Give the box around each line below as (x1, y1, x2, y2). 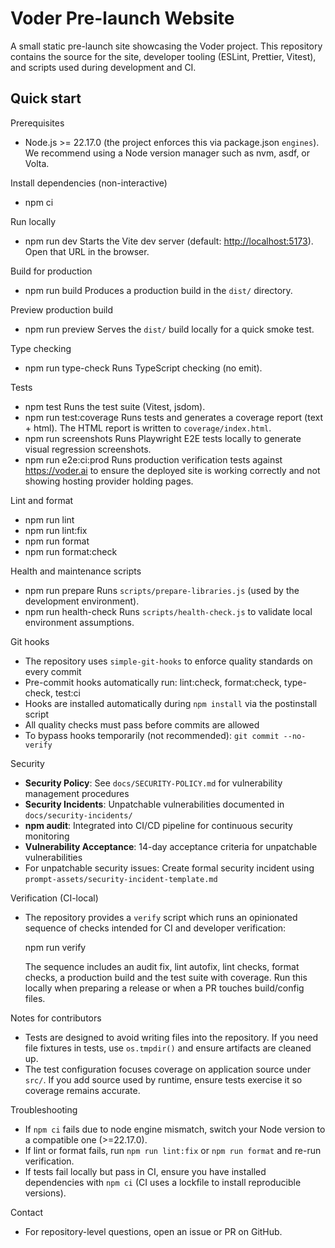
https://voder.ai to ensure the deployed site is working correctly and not (24, 464, 321, 476)
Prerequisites (10, 117, 65, 129)
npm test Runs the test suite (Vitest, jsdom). (24, 400, 206, 412)
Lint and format (10, 494, 74, 506)
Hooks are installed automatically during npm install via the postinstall (24, 697, 318, 709)
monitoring (24, 830, 70, 842)
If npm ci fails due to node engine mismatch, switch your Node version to (24, 1123, 326, 1135)
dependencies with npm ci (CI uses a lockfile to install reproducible (24, 1176, 302, 1188)
